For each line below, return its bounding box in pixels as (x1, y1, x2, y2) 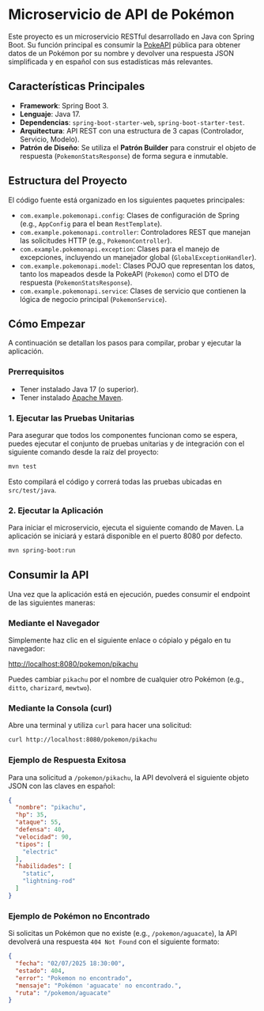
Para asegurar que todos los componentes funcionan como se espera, (8, 430, 238, 439)
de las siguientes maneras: (8, 598, 96, 607)
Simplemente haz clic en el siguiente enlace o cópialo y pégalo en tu (8, 636, 232, 645)
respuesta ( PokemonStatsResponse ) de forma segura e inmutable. (19, 151, 228, 160)
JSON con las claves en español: (8, 781, 116, 790)
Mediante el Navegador (8, 617, 100, 628)
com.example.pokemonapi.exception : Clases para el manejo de (19, 243, 220, 254)
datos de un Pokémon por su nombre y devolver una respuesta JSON (8, 48, 235, 58)
